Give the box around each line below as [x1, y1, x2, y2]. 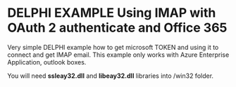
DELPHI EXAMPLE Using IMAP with [7, 5, 216, 21]
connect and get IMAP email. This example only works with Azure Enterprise [7, 51, 230, 59]
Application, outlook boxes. [7, 58, 87, 66]
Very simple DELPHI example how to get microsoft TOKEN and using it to [7, 43, 219, 51]
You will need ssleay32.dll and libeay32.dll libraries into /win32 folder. [7, 72, 213, 80]
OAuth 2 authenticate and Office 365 [7, 20, 228, 36]
